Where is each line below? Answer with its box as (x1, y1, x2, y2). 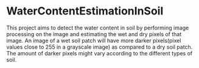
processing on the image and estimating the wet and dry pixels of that (6, 30, 182, 37)
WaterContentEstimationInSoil (6, 4, 164, 18)
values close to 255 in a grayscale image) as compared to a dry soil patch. (6, 43, 193, 51)
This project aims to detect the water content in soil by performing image (6, 24, 189, 31)
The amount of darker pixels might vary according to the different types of (6, 49, 193, 57)
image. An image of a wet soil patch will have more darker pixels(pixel (6, 37, 181, 44)
